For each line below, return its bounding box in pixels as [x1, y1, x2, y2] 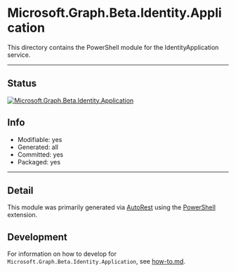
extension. [7, 211, 38, 219]
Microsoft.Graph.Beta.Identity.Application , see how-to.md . [7, 257, 186, 266]
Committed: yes [17, 150, 64, 159]
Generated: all [17, 143, 58, 151]
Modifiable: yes [17, 135, 63, 143]
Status [7, 77, 37, 89]
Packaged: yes [17, 157, 61, 166]
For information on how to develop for [7, 250, 117, 258]
